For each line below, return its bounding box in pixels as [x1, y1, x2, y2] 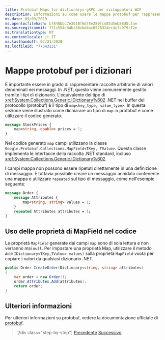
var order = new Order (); [14, 275, 67, 279]
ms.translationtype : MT [5, 30, 54, 35]
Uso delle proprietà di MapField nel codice [5, 227, 137, 235]
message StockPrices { [5, 122, 52, 127]
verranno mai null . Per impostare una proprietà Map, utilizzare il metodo [5, 246, 152, 251]
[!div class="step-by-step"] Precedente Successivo [17, 330, 122, 336]
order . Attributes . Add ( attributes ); [14, 279, 87, 284]
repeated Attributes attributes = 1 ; [14, 209, 91, 214]
